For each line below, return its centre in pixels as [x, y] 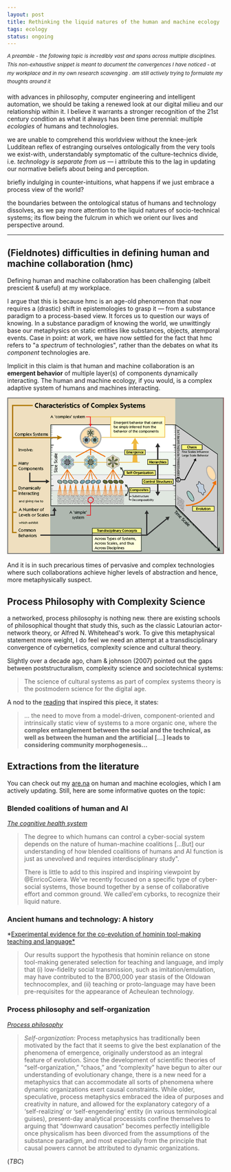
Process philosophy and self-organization [79, 1009]
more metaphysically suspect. [50, 580]
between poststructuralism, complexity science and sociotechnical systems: [115, 668]
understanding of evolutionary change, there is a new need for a [115, 1074]
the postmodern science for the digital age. [85, 689]
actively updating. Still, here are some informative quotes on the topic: [107, 791]
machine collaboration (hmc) [70, 264]
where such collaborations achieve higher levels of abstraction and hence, [112, 573]
